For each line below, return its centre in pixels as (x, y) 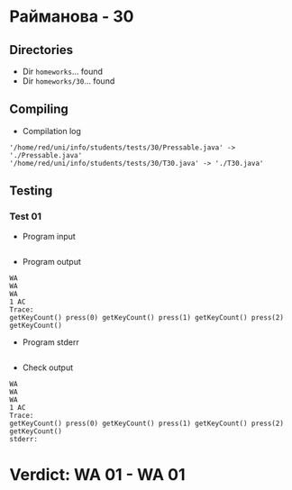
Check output (48, 367)
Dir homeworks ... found (63, 71)
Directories (41, 50)
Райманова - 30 (72, 17)
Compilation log (51, 131)
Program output (51, 261)
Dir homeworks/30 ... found (68, 81)
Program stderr (50, 342)
